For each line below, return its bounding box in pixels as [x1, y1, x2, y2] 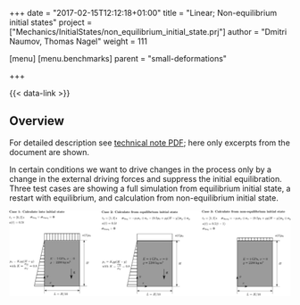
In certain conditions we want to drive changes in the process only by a [9, 164, 272, 175]
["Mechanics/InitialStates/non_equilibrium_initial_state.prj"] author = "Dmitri [9, 27, 287, 37]
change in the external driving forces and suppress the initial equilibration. [9, 173, 283, 184]
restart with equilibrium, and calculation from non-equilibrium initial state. [9, 192, 279, 203]
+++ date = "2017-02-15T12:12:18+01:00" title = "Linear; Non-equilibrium [9, 8, 278, 18]
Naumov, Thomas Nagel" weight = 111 [9, 36, 147, 46]
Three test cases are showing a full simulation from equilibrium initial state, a [9, 183, 291, 194]
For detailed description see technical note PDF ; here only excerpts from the [9, 137, 290, 148]
